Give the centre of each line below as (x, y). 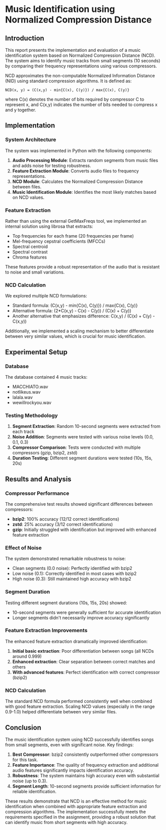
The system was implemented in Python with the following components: (79, 150)
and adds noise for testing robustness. (52, 165)
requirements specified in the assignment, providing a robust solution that (81, 817)
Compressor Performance (37, 493)
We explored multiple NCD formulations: (46, 296)
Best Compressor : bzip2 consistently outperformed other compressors (85, 754)
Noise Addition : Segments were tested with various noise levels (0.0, (83, 437)
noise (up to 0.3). (30, 781)
